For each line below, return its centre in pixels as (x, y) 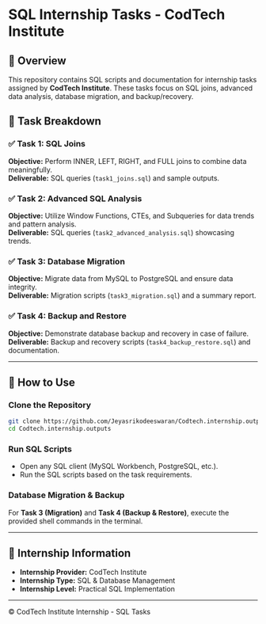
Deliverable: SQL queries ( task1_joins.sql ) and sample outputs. (114, 178)
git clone (25, 421)
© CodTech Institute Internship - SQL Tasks (80, 612)
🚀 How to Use (42, 382)
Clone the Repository (50, 405)
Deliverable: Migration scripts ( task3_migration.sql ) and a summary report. (132, 295)
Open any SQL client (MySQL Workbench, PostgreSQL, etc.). (119, 466)
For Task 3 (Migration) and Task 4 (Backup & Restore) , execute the (119, 512)
